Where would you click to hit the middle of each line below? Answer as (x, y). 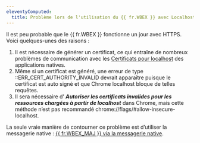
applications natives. (40, 65)
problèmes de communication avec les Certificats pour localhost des (99, 58)
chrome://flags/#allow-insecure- (135, 109)
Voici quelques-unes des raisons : (48, 41)
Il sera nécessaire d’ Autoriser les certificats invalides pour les (93, 97)
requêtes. (26, 90)
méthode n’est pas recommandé (54, 109)
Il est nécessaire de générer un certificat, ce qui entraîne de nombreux (101, 52)
